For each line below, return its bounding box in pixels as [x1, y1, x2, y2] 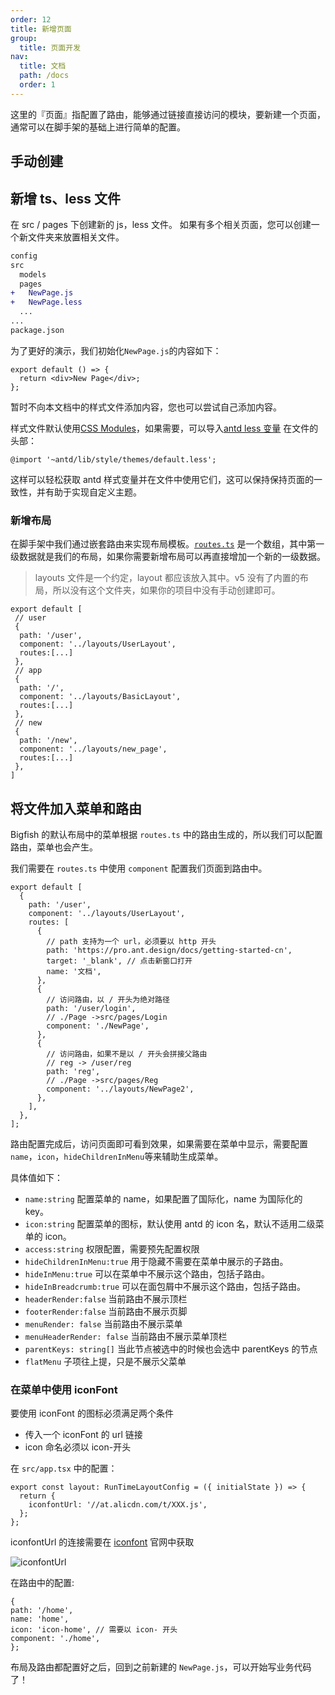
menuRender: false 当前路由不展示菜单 [24, 1317, 183, 1330]
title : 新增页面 [10, 24, 72, 34]
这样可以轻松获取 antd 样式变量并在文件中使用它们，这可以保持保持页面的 [10, 473, 315, 485]
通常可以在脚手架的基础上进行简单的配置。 [10, 121, 186, 133]
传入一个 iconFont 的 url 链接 [24, 1429, 143, 1441]
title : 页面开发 [19, 42, 82, 53]
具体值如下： [10, 1171, 63, 1183]
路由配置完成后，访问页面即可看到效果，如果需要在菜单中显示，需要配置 [10, 1137, 308, 1150]
